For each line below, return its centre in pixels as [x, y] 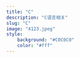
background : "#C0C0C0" [46, 40]
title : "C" [20, 12]
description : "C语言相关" [37, 18]
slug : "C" [19, 23]
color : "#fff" [35, 46]
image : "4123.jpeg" [31, 29]
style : [15, 34]
